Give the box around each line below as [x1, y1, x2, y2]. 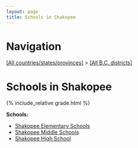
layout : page [6, 8, 39, 15]
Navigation [6, 40, 61, 53]
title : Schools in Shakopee [6, 14, 76, 20]
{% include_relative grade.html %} [6, 99, 90, 107]
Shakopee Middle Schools [14, 128, 79, 136]
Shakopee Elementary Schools [14, 123, 90, 130]
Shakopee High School [14, 135, 71, 142]
